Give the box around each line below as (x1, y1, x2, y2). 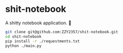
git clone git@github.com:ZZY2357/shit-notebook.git (5, 29, 118, 34)
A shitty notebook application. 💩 (5, 20, 72, 26)
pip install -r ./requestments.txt (5, 39, 80, 44)
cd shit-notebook (5, 34, 42, 39)
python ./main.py (5, 43, 42, 48)
